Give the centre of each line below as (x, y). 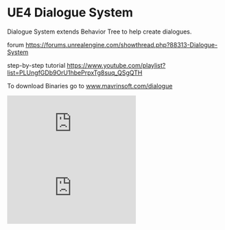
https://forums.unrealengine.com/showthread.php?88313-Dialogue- (121, 44)
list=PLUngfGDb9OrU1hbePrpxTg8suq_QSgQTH (75, 73)
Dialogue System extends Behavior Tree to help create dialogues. (99, 31)
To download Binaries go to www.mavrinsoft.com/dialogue (90, 86)
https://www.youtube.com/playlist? (116, 65)
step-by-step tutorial (36, 65)
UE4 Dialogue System (70, 13)
